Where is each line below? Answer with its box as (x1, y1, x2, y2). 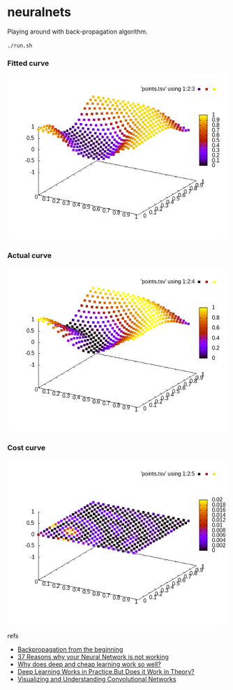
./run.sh (7, 42, 33, 49)
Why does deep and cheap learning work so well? (17, 660, 162, 668)
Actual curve (7, 251, 52, 261)
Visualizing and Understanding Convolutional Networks (17, 675, 176, 683)
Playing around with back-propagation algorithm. (7, 27, 148, 36)
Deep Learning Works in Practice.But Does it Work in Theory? (17, 667, 195, 675)
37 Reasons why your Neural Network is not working (17, 652, 170, 661)
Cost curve (7, 443, 46, 453)
